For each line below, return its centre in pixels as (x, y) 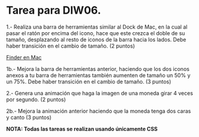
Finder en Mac (24, 57)
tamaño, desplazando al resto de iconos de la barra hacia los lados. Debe (96, 39)
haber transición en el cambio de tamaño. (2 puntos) (71, 46)
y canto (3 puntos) (29, 117)
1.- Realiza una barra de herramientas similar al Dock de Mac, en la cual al (97, 27)
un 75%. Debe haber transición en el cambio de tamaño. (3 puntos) (89, 82)
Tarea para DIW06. (54, 10)
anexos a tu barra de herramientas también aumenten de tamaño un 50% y (98, 75)
